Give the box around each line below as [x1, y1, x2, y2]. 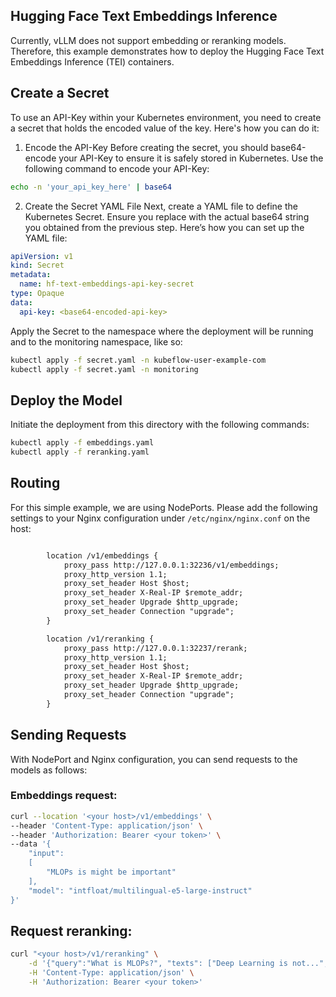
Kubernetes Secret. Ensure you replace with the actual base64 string [24, 210, 310, 223]
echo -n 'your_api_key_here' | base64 [10, 182, 172, 192]
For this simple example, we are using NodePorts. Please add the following [10, 501, 318, 513]
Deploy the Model [10, 392, 123, 409]
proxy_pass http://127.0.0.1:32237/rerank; [63, 643, 248, 653]
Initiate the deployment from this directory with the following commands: [10, 419, 310, 431]
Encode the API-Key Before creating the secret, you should [24, 141, 269, 153]
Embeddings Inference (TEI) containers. [10, 55, 175, 68]
